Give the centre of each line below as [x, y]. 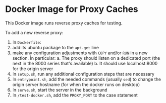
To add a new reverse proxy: [34, 32]
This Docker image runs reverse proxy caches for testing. [64, 23]
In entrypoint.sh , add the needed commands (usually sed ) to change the [86, 79]
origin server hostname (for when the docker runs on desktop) [76, 84]
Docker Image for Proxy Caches [72, 9]
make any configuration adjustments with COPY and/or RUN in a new [80, 53]
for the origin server [33, 69]
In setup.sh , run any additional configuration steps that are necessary [83, 74]
